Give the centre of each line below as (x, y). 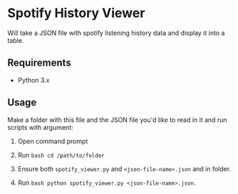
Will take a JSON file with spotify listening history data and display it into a (116, 33)
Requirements (39, 63)
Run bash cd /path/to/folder (61, 155)
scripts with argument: (40, 127)
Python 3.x (33, 80)
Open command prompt (53, 141)
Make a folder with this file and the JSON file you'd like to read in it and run (117, 120)
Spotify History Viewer (76, 13)
